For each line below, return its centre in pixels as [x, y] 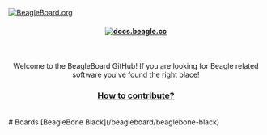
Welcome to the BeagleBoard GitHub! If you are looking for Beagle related [136, 66]
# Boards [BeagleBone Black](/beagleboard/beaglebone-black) [114, 122]
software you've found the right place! [136, 75]
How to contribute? [136, 95]
